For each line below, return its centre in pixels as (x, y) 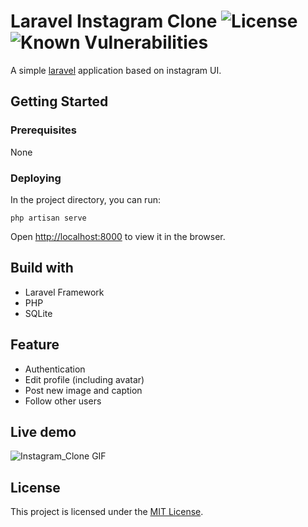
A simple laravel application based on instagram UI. (116, 70)
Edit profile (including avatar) (84, 379)
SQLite (38, 313)
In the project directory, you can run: (85, 199)
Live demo (43, 431)
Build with (42, 268)
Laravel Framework (64, 292)
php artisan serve (48, 218)
